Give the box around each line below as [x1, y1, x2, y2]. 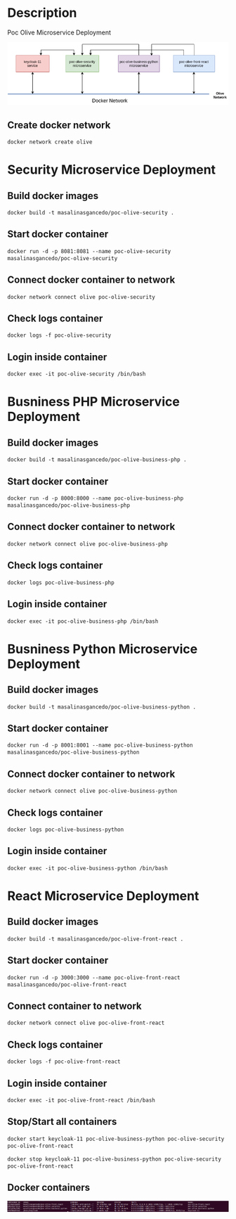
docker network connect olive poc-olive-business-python [7, 787, 178, 795]
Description [7, 5, 77, 21]
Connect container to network [7, 1000, 142, 1012]
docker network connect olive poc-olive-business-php [7, 540, 169, 548]
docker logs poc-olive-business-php [7, 579, 114, 586]
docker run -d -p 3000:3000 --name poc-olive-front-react [7, 974, 181, 981]
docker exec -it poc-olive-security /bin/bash [7, 370, 146, 378]
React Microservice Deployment [7, 888, 199, 904]
